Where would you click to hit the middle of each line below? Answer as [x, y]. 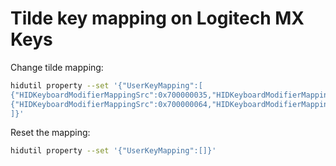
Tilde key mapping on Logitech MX [157, 18]
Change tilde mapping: [57, 67]
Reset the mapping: [50, 133]
